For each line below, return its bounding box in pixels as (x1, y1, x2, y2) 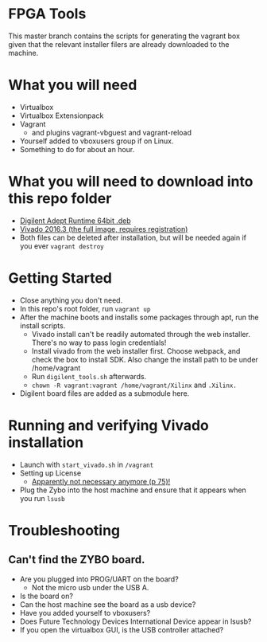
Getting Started (8, 269, 113, 287)
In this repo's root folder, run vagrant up (19, 303, 151, 313)
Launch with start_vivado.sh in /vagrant (19, 460, 154, 469)
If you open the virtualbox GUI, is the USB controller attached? (19, 624, 224, 634)
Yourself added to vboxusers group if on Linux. (19, 136, 174, 146)
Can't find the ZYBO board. (8, 553, 145, 566)
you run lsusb (19, 493, 65, 503)
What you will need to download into (8, 173, 253, 191)
